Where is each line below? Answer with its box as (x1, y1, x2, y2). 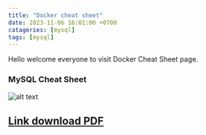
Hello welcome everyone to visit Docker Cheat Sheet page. (8, 55, 198, 64)
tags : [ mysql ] (8, 33, 55, 41)
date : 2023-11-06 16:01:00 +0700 (8, 19, 117, 27)
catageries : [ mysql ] (8, 26, 76, 34)
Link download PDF (8, 114, 104, 127)
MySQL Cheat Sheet (8, 74, 87, 85)
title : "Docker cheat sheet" (8, 11, 103, 20)
